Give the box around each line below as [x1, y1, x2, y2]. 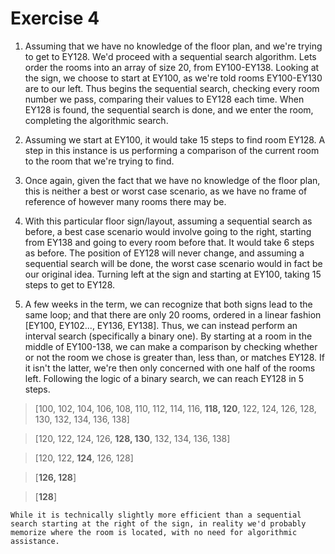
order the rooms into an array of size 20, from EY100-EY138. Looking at [24, 61, 320, 73]
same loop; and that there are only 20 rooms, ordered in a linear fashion [24, 308, 322, 321]
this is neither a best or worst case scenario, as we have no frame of [24, 185, 308, 197]
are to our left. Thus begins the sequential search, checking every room [24, 82, 320, 94]
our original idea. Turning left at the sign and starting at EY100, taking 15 [24, 268, 322, 280]
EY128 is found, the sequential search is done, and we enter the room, [24, 103, 314, 116]
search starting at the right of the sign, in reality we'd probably [10, 518, 307, 529]
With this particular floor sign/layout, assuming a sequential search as [24, 215, 313, 227]
